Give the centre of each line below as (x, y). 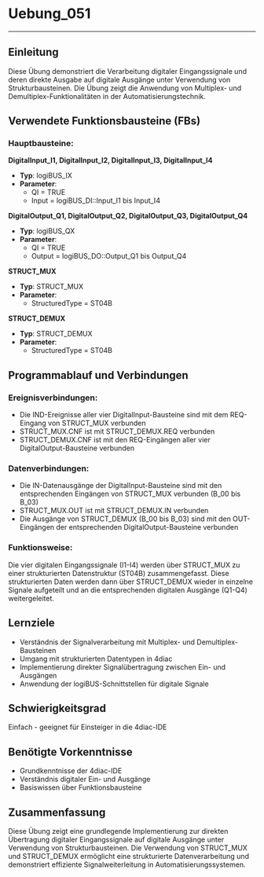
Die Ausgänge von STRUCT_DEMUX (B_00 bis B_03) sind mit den (125, 519)
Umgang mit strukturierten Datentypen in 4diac (96, 659)
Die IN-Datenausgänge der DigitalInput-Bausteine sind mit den (121, 486)
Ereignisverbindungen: (53, 398)
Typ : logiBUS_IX (46, 176)
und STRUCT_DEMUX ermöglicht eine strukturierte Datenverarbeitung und (129, 856)
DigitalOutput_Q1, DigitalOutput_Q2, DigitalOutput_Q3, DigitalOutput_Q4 (128, 216)
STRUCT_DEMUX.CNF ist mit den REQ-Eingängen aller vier (115, 440)
